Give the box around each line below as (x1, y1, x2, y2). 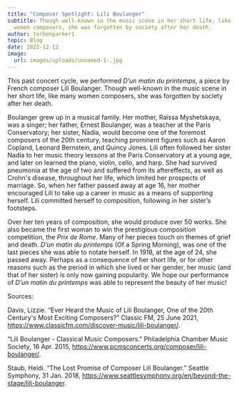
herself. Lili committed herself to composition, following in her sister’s (7, 196, 211, 204)
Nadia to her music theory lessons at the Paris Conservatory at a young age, (7, 150, 232, 159)
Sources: (7, 291, 34, 300)
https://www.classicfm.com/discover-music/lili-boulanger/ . (7, 321, 180, 329)
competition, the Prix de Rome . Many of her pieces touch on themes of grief (7, 232, 231, 241)
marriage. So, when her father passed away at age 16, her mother (7, 181, 200, 190)
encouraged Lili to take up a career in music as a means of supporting (7, 188, 213, 197)
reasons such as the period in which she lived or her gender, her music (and (7, 263, 231, 271)
